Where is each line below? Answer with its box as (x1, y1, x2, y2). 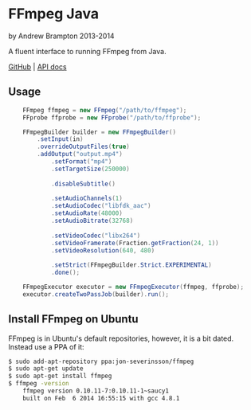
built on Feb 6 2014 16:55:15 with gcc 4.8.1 (22, 394, 180, 402)
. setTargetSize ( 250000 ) (50, 165, 130, 173)
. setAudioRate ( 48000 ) (50, 209, 124, 217)
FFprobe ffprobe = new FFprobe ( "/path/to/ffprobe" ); (22, 113, 202, 122)
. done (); (50, 268, 80, 277)
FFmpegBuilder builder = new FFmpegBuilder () (22, 128, 177, 136)
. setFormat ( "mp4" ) (50, 158, 112, 166)
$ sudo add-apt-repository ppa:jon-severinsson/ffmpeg (8, 357, 194, 365)
